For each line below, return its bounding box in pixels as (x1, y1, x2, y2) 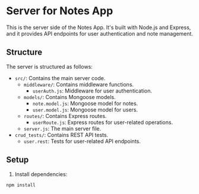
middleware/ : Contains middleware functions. (23, 81, 134, 88)
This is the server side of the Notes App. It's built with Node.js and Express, (6, 24, 191, 31)
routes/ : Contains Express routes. (23, 112, 107, 119)
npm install (6, 182, 36, 188)
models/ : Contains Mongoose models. (23, 93, 116, 100)
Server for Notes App (6, 4, 113, 18)
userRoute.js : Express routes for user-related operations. (32, 119, 173, 126)
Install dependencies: (14, 170, 68, 177)
